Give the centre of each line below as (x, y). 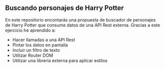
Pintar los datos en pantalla (40, 45)
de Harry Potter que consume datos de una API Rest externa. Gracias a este (82, 25)
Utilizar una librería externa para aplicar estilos (60, 60)
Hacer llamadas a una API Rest (44, 40)
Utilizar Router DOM (33, 55)
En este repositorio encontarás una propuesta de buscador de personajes (81, 20)
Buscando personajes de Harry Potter (64, 8)
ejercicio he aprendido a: (30, 30)
